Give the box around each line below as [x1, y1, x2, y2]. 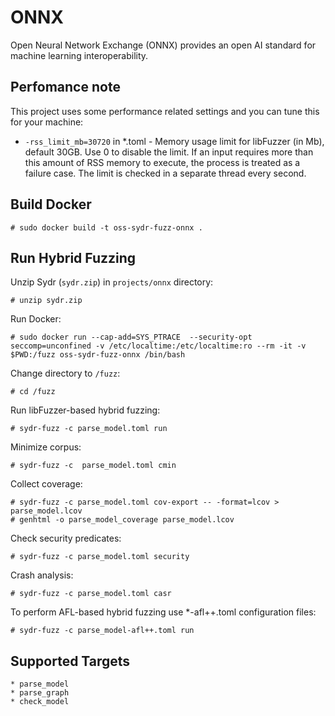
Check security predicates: [10, 532, 122, 545]
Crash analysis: [10, 569, 74, 581]
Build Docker [10, 196, 92, 213]
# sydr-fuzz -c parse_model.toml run [10, 424, 168, 434]
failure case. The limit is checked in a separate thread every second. [24, 167, 307, 179]
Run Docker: [10, 313, 62, 325]
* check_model [10, 697, 70, 707]
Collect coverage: [10, 478, 83, 490]
